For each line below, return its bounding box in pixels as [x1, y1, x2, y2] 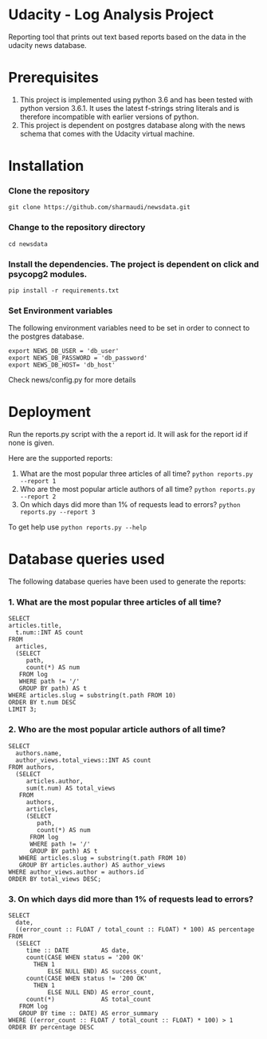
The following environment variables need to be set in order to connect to [8, 323, 250, 333]
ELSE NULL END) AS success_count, [47, 968, 162, 976]
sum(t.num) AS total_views [26, 784, 116, 792]
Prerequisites [8, 69, 100, 87]
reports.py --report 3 [19, 509, 96, 517]
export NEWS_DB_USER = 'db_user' [8, 347, 120, 355]
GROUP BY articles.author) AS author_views [18, 861, 166, 869]
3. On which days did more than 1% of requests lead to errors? [8, 893, 253, 904]
